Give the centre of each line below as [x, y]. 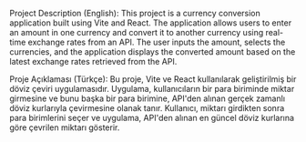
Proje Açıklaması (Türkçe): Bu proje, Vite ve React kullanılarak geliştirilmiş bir [153, 79]
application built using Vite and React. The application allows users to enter [151, 23]
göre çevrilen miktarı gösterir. [65, 127]
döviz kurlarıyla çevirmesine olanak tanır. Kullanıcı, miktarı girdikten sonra [147, 108]
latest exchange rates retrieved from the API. [93, 61]
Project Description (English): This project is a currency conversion [135, 13]
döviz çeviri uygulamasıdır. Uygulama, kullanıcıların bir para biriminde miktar [152, 89]
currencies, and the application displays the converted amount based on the [153, 52]
